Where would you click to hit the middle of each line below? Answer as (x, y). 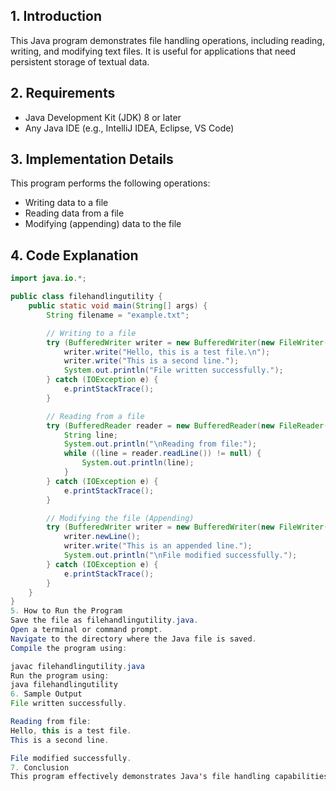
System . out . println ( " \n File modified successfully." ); (180, 555)
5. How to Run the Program (66, 611)
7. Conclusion (40, 767)
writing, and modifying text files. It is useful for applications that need (153, 51)
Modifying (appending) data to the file (103, 224)
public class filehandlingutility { (86, 297)
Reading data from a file (74, 213)
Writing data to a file (66, 203)
